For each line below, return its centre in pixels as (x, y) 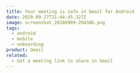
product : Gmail (25, 50)
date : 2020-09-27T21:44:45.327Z (46, 17)
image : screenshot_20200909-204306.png (56, 22)
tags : (13, 28)
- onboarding (28, 45)
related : (17, 55)
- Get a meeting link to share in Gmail (62, 61)
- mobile (22, 39)
